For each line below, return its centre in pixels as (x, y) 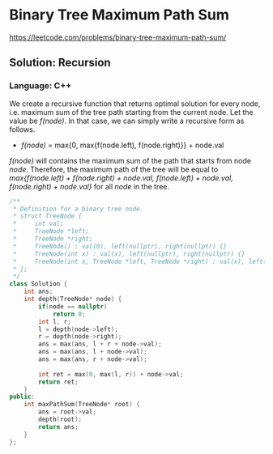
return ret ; (59, 382)
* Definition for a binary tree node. (78, 209)
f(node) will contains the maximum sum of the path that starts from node (130, 160)
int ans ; (38, 292)
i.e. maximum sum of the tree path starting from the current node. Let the (131, 112)
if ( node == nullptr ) (73, 306)
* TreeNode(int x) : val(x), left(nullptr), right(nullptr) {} (129, 254)
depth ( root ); (60, 419)
